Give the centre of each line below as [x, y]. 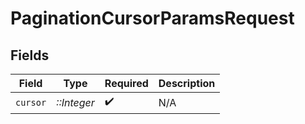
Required [126, 83]
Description [187, 83]
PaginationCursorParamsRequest [152, 18]
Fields [30, 55]
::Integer [75, 102]
